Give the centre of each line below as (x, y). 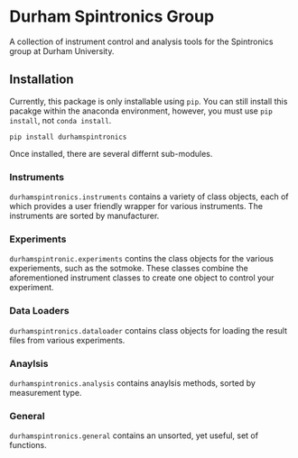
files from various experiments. (67, 340)
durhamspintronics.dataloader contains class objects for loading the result (148, 330)
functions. (28, 445)
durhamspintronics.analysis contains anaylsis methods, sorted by (132, 383)
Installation (42, 80)
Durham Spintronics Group (112, 17)
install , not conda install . (61, 120)
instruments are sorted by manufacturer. (84, 216)
